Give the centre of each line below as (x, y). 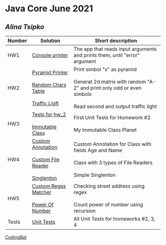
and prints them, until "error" (106, 55)
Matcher (42, 192)
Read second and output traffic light (115, 106)
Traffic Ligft (45, 103)
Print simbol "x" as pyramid (105, 69)
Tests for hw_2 (49, 114)
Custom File (46, 160)
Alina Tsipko (25, 27)
